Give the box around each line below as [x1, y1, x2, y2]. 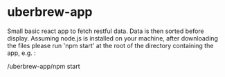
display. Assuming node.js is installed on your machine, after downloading [7, 34, 218, 42]
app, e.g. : [7, 49, 36, 57]
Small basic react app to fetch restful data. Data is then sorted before [7, 27, 204, 35]
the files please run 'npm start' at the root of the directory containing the [7, 41, 214, 49]
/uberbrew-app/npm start [7, 62, 81, 70]
